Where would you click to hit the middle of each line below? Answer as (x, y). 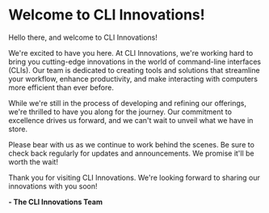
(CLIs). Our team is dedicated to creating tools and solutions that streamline (134, 70)
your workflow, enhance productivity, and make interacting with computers (133, 79)
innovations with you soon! (53, 186)
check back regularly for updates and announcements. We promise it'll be (131, 153)
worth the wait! (34, 162)
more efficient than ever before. (61, 87)
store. (18, 129)
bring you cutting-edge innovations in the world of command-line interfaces (135, 62)
